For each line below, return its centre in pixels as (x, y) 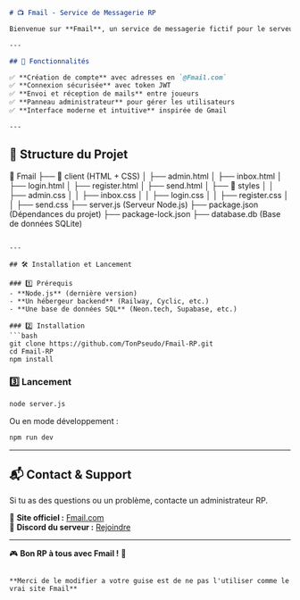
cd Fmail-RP (31, 351)
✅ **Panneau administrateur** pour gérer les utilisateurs (122, 103)
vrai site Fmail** (43, 589)
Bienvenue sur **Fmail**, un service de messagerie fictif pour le (137, 29)
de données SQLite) (46, 223)
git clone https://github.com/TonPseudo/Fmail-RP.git (112, 344)
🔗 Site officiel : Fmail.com (57, 518)
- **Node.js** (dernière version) (74, 293)
